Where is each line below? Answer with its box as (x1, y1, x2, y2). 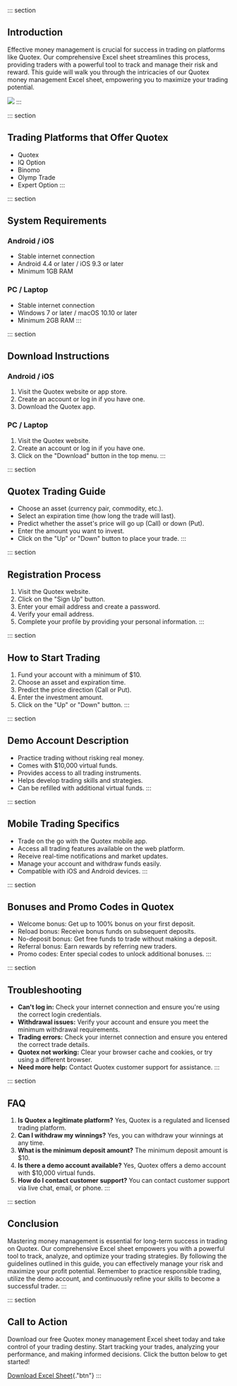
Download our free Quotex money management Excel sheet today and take (7, 1334, 226, 1344)
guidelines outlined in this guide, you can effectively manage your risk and (7, 1259, 224, 1268)
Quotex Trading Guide (7, 485, 106, 498)
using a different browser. (17, 1055, 93, 1064)
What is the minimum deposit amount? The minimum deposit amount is (17, 1146, 229, 1155)
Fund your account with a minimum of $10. (17, 670, 142, 679)
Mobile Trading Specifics (7, 818, 120, 830)
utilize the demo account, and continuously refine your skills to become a (7, 1274, 220, 1283)
